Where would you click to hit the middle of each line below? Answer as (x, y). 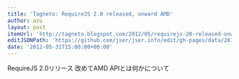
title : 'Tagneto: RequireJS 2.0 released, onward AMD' (90, 14)
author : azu (25, 21)
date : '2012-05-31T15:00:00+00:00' (60, 47)
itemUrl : (20, 34)
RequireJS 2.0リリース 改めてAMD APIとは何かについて (88, 68)
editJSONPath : (28, 41)
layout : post (27, 27)
